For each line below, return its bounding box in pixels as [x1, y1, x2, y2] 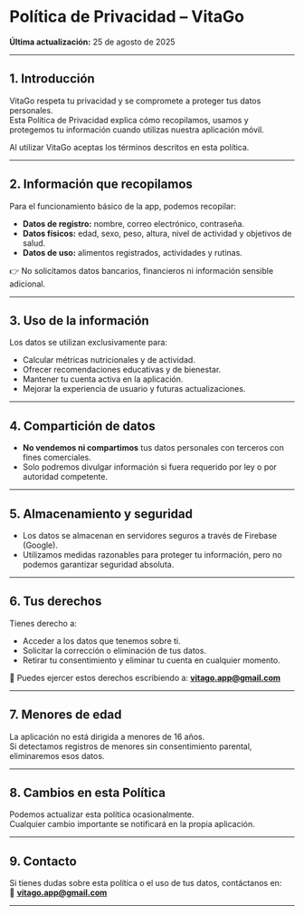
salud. [22, 238, 46, 248]
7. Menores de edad [9, 707, 122, 723]
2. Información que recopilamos [9, 177, 193, 192]
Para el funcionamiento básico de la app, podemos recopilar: [9, 200, 237, 211]
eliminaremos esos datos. [9, 750, 105, 761]
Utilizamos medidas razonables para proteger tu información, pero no [22, 550, 282, 560]
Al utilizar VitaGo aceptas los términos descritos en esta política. [9, 141, 250, 152]
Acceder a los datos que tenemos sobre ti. [22, 635, 181, 646]
